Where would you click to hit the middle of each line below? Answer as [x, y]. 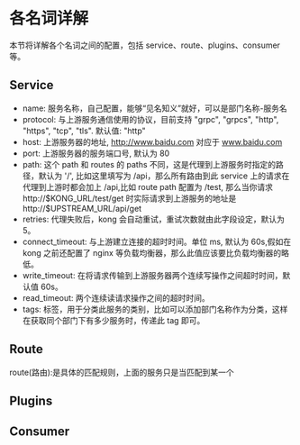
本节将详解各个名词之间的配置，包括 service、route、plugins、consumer [145, 45]
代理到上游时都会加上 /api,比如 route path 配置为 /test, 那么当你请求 [147, 186]
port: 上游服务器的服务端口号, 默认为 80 [96, 153]
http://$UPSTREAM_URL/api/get [82, 208]
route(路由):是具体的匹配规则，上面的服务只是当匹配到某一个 [122, 372]
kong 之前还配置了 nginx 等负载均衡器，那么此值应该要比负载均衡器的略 [156, 252]
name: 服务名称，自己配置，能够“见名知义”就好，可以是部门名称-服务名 [155, 108]
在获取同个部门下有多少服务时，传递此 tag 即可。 [114, 320]
